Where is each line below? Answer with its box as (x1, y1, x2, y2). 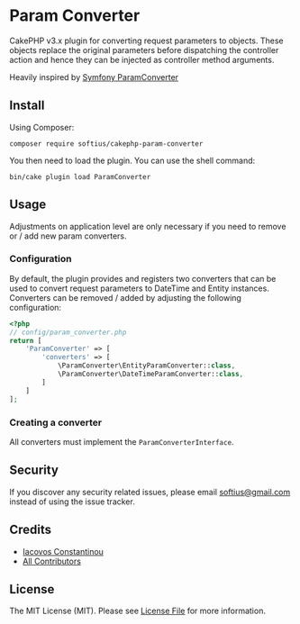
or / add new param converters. (9, 231, 128, 241)
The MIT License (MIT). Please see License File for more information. (9, 605, 266, 617)
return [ (9, 336, 42, 345)
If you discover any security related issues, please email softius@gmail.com (9, 486, 291, 497)
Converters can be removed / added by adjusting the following (9, 292, 241, 303)
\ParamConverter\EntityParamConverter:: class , (57, 361, 236, 370)
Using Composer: (9, 122, 75, 132)
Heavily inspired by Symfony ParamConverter (9, 71, 178, 82)
